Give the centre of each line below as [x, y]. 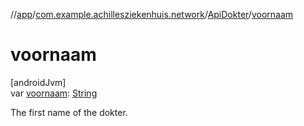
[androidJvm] [38, 82]
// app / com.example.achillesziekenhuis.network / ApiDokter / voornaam [152, 14]
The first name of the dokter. [69, 112]
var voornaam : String [54, 93]
